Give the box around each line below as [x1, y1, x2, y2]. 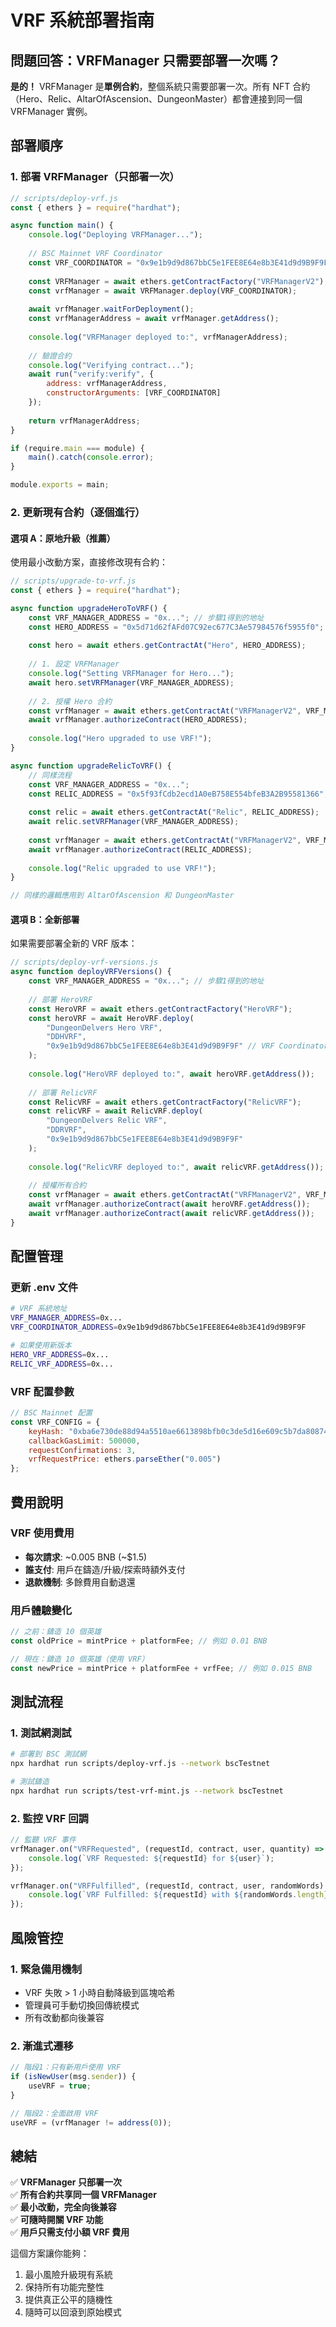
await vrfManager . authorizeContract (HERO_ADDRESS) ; [28, 715, 248, 725]
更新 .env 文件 [10, 1281, 79, 1295]
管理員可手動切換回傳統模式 [24, 1999, 140, 2011]
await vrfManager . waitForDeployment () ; [28, 304, 195, 315]
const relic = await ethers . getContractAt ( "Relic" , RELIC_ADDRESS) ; [28, 807, 320, 818]
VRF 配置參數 [10, 1384, 75, 1398]
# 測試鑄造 [10, 1777, 50, 1787]
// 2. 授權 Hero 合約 [28, 696, 113, 706]
